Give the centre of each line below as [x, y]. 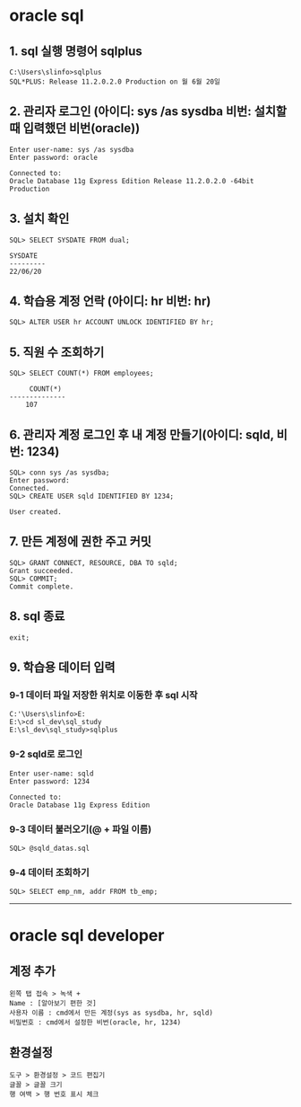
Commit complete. [42, 586]
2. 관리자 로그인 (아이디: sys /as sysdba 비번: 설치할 [148, 112]
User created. [36, 512]
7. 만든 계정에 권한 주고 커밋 [81, 541]
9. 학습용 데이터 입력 [62, 667]
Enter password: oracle [54, 157]
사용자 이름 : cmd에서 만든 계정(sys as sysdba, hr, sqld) [111, 1013]
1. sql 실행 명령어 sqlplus [76, 51]
